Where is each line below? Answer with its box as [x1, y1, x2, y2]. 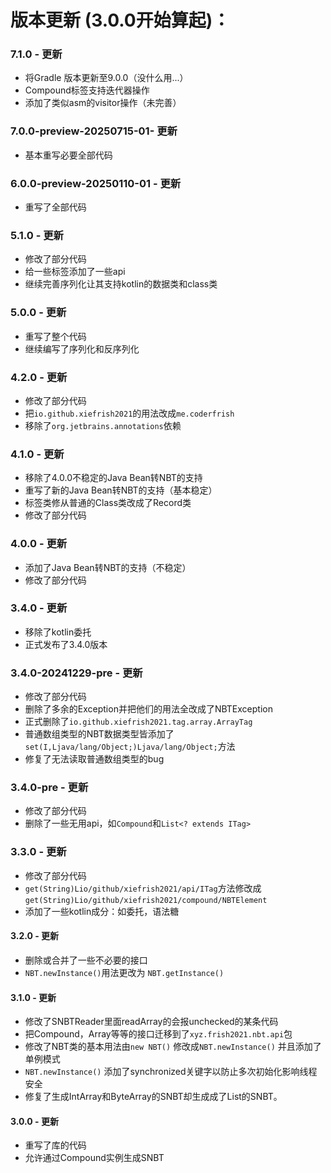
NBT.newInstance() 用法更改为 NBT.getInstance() [24, 966, 225, 978]
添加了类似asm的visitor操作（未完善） [24, 97, 182, 109]
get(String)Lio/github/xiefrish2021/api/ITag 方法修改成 [24, 882, 262, 894]
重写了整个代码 [24, 330, 87, 342]
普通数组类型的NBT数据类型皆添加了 [24, 728, 175, 740]
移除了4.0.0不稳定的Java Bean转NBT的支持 [24, 472, 203, 484]
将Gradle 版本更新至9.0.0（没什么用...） [24, 72, 189, 84]
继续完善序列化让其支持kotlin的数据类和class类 [24, 278, 218, 290]
